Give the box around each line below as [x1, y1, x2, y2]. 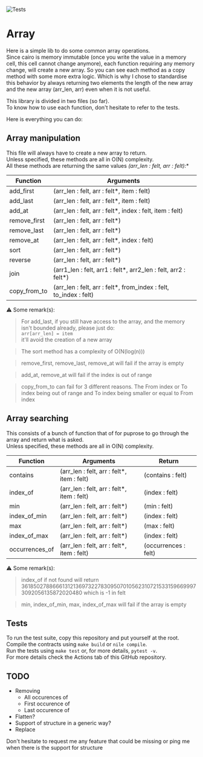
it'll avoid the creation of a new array [21, 336, 112, 343]
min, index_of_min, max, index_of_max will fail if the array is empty [21, 601, 187, 608]
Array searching [6, 413, 69, 424]
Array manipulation [6, 133, 80, 144]
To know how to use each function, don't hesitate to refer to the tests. [6, 104, 180, 111]
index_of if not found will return [21, 576, 99, 583]
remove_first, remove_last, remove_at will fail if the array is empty [21, 359, 184, 367]
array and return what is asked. [6, 436, 84, 443]
